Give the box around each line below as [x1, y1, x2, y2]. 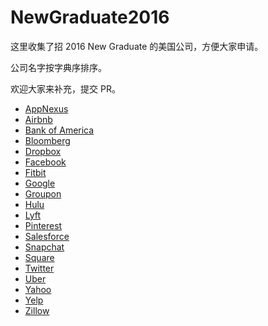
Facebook [24, 156, 67, 168]
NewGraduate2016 [10, 6, 170, 29]
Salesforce [24, 230, 70, 242]
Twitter [24, 262, 55, 274]
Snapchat [24, 241, 65, 253]
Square [24, 251, 55, 263]
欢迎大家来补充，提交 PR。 [10, 82, 121, 95]
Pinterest [24, 219, 63, 231]
